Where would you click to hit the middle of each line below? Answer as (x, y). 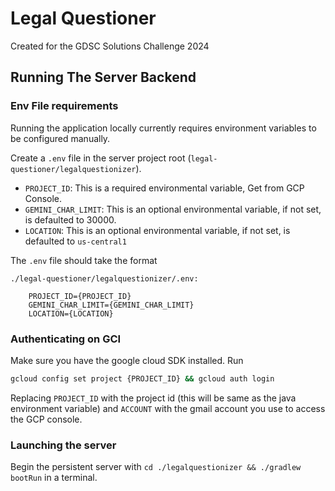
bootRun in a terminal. (54, 478)
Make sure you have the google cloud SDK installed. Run (127, 360)
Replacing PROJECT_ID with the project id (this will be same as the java (153, 398)
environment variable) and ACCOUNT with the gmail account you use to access (168, 408)
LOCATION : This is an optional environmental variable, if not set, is (157, 230)
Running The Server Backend (103, 77)
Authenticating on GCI (66, 339)
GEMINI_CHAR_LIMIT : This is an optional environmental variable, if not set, (173, 209)
